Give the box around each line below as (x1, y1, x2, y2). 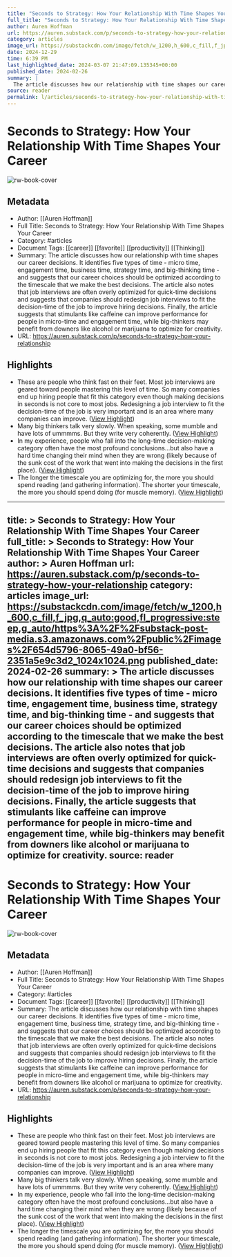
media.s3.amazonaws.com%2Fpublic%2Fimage (7, 633, 222, 645)
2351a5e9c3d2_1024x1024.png (7, 654, 146, 666)
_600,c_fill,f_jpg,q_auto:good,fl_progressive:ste (7, 612, 220, 623)
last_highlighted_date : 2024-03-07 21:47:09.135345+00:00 (7, 62, 177, 68)
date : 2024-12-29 (7, 49, 57, 56)
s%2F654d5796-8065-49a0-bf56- (7, 644, 164, 656)
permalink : (7, 94, 39, 101)
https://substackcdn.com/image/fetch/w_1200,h (7, 600, 222, 612)
